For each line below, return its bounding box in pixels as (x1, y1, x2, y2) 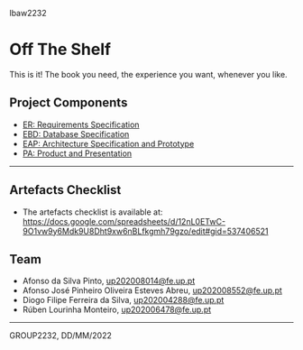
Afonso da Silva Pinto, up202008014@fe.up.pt (22, 275, 196, 287)
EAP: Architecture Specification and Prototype (22, 138, 195, 149)
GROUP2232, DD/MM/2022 (9, 330, 113, 341)
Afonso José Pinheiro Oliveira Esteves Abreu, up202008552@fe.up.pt (22, 285, 282, 296)
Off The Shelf (9, 40, 111, 60)
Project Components (9, 95, 128, 111)
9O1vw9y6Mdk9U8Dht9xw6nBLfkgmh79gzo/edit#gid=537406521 (22, 226, 269, 236)
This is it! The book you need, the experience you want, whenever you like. (9, 69, 288, 79)
